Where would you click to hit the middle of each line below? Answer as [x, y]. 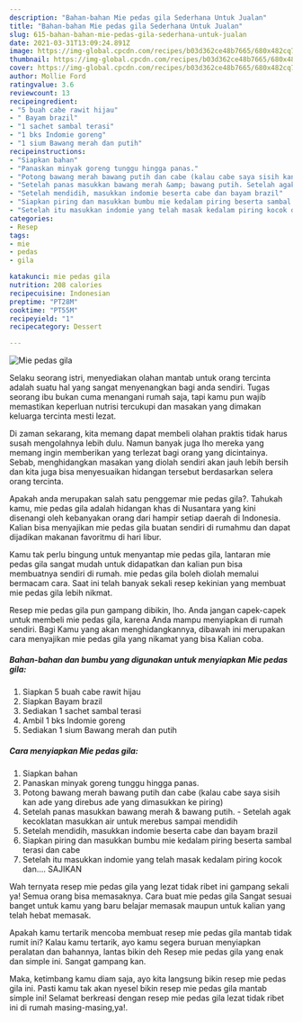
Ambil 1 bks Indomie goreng [74, 720]
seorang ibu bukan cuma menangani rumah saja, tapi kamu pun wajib [138, 397]
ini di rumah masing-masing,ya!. [69, 1008]
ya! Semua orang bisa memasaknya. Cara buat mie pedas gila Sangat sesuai [151, 896]
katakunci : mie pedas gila [60, 277]
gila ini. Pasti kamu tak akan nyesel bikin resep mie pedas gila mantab [138, 989]
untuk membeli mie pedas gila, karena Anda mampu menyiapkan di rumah [146, 620]
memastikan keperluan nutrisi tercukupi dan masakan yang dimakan [135, 407]
